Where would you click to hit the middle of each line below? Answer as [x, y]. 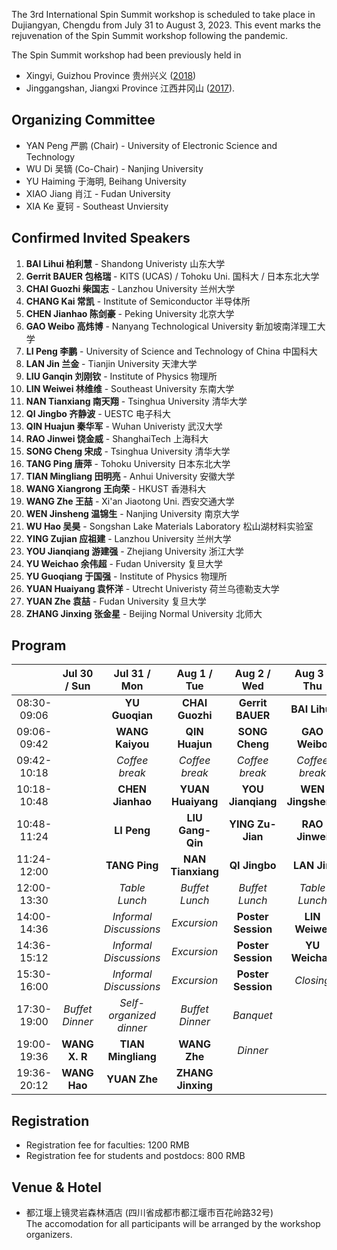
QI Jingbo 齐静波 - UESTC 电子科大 [98, 413]
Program [39, 645]
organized [132, 1016]
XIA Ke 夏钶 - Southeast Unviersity [97, 206]
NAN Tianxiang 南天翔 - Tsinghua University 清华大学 [136, 401]
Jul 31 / [132, 674]
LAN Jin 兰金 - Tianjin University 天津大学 [111, 363]
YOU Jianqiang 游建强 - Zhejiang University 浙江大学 [134, 551]
